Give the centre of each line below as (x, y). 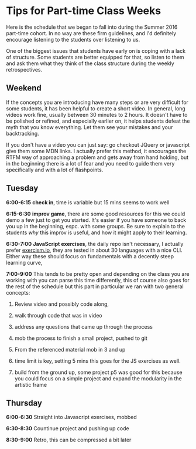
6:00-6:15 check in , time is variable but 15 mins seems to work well (88, 202)
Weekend (24, 88)
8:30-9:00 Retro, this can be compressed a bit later (69, 440)
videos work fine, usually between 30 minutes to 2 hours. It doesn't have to (97, 114)
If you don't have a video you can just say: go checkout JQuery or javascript (98, 144)
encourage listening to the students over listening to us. (73, 39)
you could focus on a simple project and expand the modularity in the (98, 378)
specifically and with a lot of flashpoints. (55, 170)
